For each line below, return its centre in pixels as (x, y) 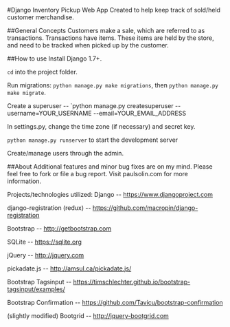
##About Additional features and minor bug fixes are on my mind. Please (110, 167)
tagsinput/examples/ (36, 289)
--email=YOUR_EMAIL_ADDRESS (140, 113)
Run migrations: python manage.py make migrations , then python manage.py (113, 85)
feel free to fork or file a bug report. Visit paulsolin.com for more (98, 174)
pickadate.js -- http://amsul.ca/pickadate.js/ (69, 268)
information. (24, 181)
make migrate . (26, 93)
